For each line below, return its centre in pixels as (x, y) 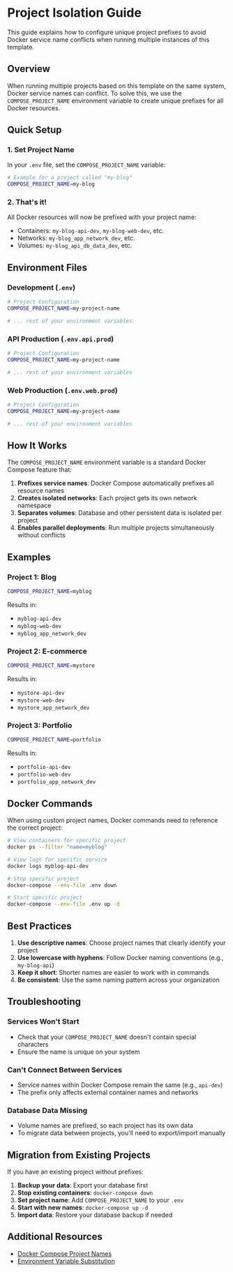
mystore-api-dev (41, 693)
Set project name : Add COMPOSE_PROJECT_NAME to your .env (100, 1200)
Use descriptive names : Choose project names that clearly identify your (121, 943)
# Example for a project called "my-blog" (70, 178)
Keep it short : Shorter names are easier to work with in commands (113, 972)
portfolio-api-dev (44, 768)
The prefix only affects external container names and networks (108, 1092)
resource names (41, 491)
